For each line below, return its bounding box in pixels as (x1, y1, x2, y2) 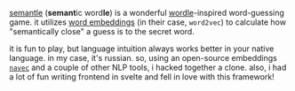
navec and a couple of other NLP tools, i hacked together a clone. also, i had (9, 62, 287, 72)
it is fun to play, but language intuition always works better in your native (9, 43, 275, 54)
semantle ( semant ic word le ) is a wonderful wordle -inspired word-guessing (9, 8, 284, 18)
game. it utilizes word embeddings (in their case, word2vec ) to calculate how (9, 17, 287, 27)
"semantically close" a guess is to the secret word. (9, 27, 195, 36)
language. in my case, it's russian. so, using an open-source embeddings (9, 53, 277, 63)
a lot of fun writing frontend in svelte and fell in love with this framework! (9, 72, 275, 82)
